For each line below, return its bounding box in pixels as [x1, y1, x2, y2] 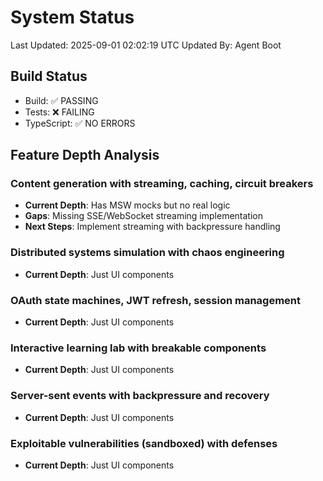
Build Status [10, 68, 88, 85]
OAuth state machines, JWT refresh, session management [10, 293, 302, 307]
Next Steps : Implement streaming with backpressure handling [24, 221, 281, 233]
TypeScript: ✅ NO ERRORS [24, 117, 136, 129]
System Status [10, 6, 135, 29]
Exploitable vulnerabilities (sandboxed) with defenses [10, 436, 278, 450]
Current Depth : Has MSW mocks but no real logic [24, 199, 231, 211]
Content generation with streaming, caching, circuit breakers [10, 177, 314, 191]
